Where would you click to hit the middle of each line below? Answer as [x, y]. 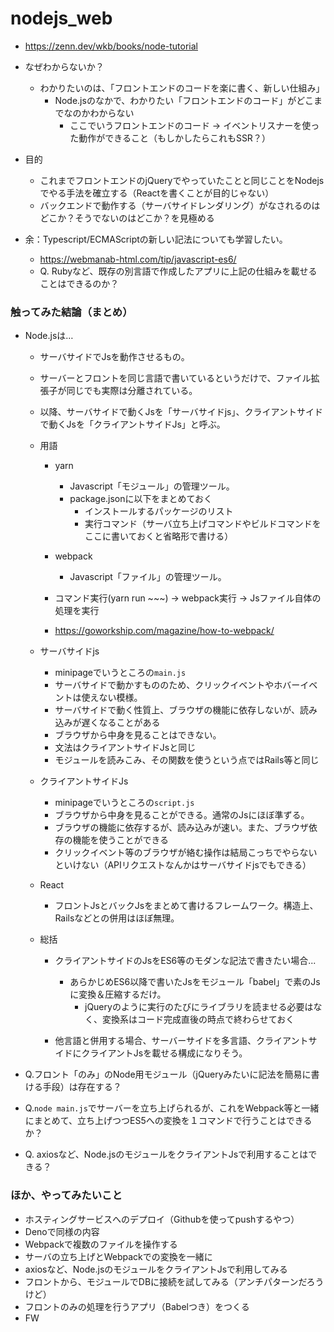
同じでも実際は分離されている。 [132, 391]
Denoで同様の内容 [62, 1231]
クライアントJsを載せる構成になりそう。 [164, 1053]
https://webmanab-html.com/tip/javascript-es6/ [138, 259]
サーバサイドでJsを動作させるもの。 [114, 357]
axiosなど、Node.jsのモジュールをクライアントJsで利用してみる [156, 1269]
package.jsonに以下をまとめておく [141, 499]
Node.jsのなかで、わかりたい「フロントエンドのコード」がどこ [184, 100]
